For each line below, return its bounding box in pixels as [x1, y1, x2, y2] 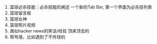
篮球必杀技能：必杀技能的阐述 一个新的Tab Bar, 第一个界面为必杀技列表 [9, 4, 152, 10]
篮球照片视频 [9, 22, 35, 28]
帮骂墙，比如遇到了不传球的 [9, 34, 66, 40]
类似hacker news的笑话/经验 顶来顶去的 [9, 28, 89, 33]
